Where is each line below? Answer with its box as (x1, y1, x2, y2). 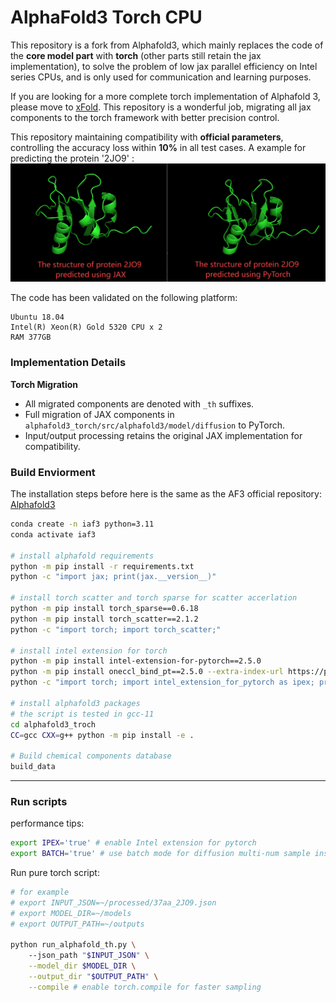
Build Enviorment (10, 465, 96, 479)
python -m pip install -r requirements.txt (10, 561, 195, 571)
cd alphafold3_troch (10, 719, 97, 730)
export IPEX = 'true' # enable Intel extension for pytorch (10, 838, 257, 848)
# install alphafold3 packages (10, 698, 141, 708)
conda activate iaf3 (10, 529, 97, 540)
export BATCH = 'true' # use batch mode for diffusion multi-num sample (10, 849, 311, 859)
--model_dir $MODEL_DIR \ (28, 961, 137, 971)
